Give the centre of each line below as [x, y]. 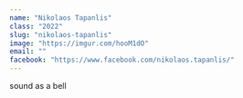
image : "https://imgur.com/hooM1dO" [79, 43]
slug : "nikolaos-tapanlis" [61, 34]
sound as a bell [38, 86]
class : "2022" [37, 26]
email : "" [28, 52]
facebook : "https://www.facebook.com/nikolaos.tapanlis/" [122, 60]
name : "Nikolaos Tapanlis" [61, 18]
